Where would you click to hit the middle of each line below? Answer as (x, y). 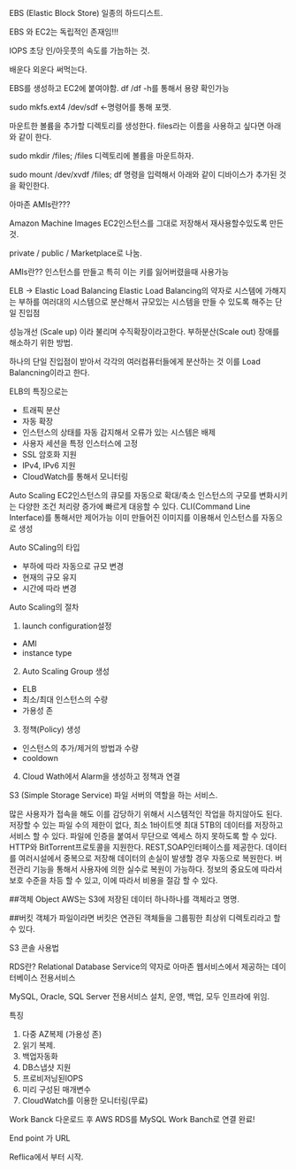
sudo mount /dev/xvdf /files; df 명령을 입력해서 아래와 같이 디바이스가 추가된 (143, 174)
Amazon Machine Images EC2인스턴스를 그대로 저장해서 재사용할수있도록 (138, 223)
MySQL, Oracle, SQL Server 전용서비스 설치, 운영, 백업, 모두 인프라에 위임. (140, 997)
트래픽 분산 (41, 410)
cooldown (40, 758)
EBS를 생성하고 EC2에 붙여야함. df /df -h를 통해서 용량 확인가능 (119, 88)
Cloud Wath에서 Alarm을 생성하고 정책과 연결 (101, 776)
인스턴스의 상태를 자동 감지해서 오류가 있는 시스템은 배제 (119, 432)
